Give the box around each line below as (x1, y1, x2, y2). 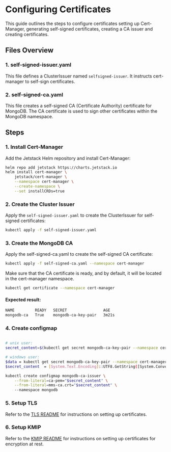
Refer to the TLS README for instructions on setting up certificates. (5, 411, 147, 417)
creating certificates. (5, 31, 49, 37)
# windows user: (5, 355, 40, 360)
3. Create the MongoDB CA (5, 240, 73, 247)
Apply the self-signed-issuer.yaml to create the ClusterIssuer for (5, 212, 144, 219)
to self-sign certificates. (25, 78, 75, 85)
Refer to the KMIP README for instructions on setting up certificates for (5, 435, 156, 441)
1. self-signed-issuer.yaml (5, 61, 72, 68)
